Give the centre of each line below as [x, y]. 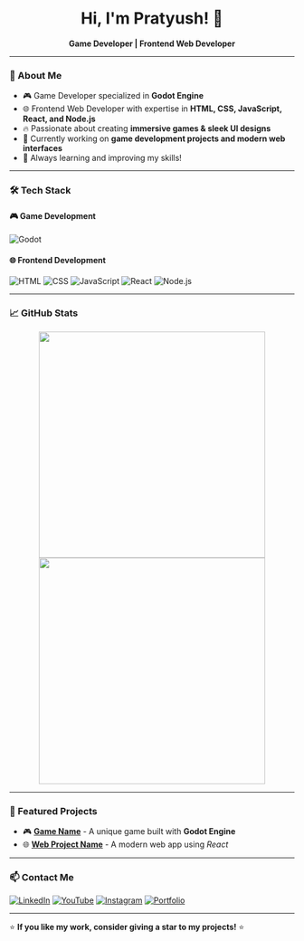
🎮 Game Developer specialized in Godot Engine [113, 96]
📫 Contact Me [42, 878]
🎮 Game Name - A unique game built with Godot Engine [129, 832]
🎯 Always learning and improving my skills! [102, 158]
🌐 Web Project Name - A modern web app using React [125, 844]
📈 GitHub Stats [44, 313]
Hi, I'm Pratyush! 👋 [152, 19]
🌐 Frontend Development [58, 260]
